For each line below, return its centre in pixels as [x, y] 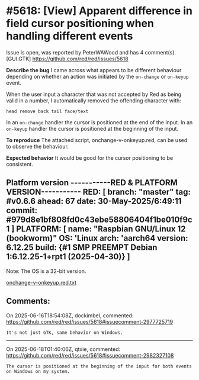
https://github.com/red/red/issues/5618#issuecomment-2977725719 [90, 321]
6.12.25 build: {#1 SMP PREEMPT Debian [82, 248]
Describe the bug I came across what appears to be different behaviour [94, 70]
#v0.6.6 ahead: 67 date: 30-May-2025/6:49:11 [94, 202]
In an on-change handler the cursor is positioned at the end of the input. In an [99, 122]
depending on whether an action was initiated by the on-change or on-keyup [97, 76]
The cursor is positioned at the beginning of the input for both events [99, 366]
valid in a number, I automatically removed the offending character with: [94, 100]
